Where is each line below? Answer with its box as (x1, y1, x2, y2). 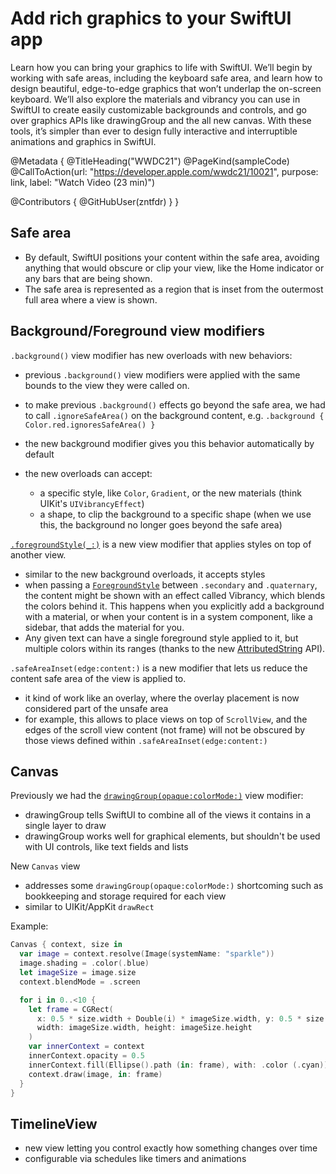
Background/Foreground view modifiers (10, 323, 265, 340)
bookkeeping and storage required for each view (24, 890, 227, 902)
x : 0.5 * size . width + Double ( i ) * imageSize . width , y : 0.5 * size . (36, 1013, 329, 1024)
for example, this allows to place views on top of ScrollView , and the (24, 713, 308, 725)
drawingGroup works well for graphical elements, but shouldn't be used (24, 830, 321, 842)
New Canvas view (10, 860, 81, 872)
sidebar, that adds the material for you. (24, 621, 185, 633)
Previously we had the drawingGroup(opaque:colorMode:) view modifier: (10, 790, 304, 802)
